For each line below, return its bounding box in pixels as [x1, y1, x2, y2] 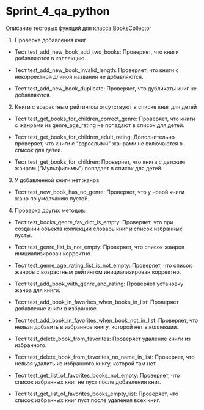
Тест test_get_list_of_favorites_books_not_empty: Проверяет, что [14, 372, 180, 379]
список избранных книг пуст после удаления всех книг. [14, 396, 161, 404]
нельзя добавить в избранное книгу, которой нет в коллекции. [14, 323, 178, 331]
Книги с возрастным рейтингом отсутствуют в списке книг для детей [14, 103, 197, 111]
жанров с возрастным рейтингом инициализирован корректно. [14, 268, 181, 276]
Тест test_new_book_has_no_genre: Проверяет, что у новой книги [14, 188, 184, 196]
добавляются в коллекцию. [14, 54, 87, 62]
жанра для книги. [14, 286, 60, 294]
